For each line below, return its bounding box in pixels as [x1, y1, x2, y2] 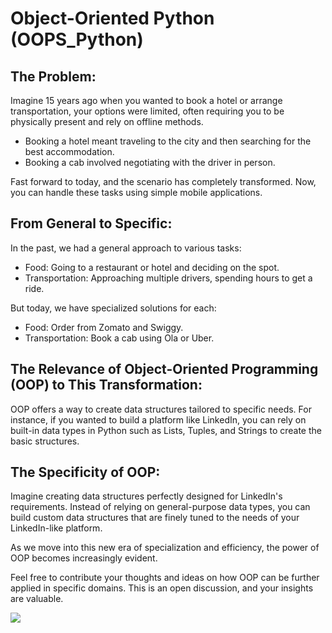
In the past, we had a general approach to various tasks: [10, 242, 242, 254]
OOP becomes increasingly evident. [10, 552, 158, 564]
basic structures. [10, 435, 80, 447]
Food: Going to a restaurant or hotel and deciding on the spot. [24, 261, 280, 273]
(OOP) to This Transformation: [10, 377, 203, 394]
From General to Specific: [10, 215, 173, 232]
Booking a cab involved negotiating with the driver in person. [24, 157, 276, 168]
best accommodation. [24, 146, 115, 157]
